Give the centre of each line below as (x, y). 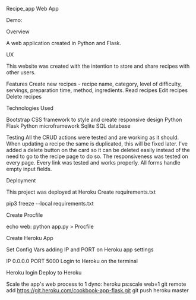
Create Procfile (25, 215)
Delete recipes (24, 97)
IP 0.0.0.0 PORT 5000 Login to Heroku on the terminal (72, 261)
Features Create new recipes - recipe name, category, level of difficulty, (94, 84)
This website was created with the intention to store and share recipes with (98, 66)
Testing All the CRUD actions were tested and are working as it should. (93, 137)
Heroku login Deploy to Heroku (44, 272)
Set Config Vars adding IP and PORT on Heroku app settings (80, 250)
